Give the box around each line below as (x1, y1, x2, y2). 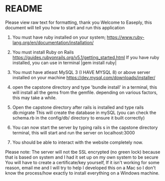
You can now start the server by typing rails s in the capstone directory (12, 124, 158, 130)
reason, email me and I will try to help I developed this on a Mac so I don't (5, 165, 156, 171)
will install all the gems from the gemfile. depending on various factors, (12, 89, 158, 95)
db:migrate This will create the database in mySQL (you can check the (12, 110, 157, 116)
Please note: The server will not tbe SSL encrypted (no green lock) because (5, 149, 161, 155)
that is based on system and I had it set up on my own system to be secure (5, 154, 159, 160)
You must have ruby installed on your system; (12, 34, 106, 40)
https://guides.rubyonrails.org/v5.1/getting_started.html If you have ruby (12, 54, 160, 60)
